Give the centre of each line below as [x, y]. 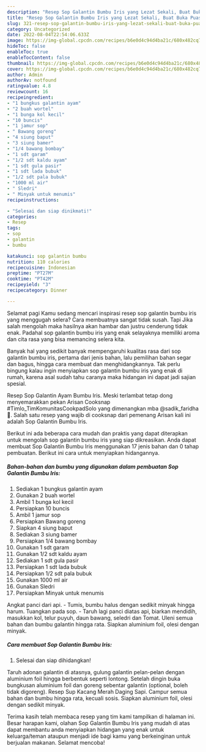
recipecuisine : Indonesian [41, 268]
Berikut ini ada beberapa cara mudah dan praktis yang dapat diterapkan [97, 433]
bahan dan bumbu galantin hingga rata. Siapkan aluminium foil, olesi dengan [103, 624]
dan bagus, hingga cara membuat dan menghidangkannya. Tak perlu [94, 364]
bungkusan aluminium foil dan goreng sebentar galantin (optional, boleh [97, 685]
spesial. [17, 383]
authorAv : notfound [32, 80]
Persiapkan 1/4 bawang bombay [56, 541]
